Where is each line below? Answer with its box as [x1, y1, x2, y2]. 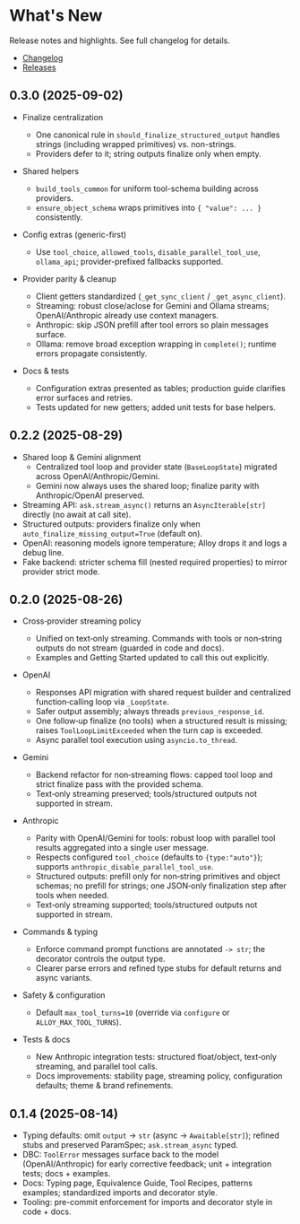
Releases [21, 62, 56, 73]
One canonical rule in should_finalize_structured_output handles [35, 129, 280, 140]
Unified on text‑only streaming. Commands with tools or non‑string [35, 634, 282, 644]
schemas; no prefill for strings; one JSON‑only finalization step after [35, 880, 287, 891]
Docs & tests [21, 365, 70, 376]
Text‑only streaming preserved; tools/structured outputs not [35, 789, 258, 800]
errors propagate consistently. [35, 347, 148, 359]
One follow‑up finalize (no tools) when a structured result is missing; [35, 715, 288, 727]
